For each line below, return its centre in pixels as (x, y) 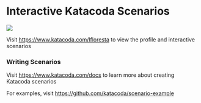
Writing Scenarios (34, 62)
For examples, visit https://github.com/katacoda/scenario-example (90, 93)
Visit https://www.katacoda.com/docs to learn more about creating (90, 75)
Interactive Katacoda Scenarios (88, 11)
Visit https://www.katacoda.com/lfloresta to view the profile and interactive (101, 39)
